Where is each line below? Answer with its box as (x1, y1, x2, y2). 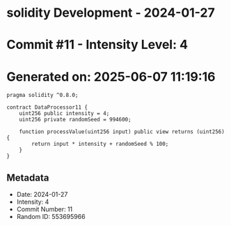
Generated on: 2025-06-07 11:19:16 (6, 68, 216, 84)
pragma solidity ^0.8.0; (6, 92, 79, 99)
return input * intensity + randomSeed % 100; (31, 141, 169, 148)
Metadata (6, 172, 49, 183)
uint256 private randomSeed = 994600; (19, 116, 132, 123)
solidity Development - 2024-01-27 (6, 5, 215, 21)
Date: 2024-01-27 (16, 190, 68, 199)
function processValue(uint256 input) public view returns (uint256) (19, 128, 225, 135)
